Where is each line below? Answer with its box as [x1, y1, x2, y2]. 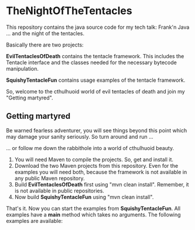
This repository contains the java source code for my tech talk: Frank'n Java [6, 24, 190, 31]
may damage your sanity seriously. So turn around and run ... [6, 133, 153, 140]
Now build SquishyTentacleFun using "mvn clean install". [14, 193, 154, 201]
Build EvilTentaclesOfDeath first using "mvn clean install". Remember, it [14, 181, 189, 188]
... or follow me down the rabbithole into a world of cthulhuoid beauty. [6, 144, 175, 151]
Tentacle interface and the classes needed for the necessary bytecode [6, 59, 177, 66]
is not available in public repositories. [14, 187, 104, 194]
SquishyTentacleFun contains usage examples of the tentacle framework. [6, 76, 186, 84]
